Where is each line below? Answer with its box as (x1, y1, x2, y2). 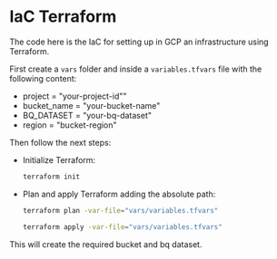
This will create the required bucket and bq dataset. (9, 238, 203, 250)
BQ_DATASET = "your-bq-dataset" (22, 110, 153, 120)
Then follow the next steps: (9, 137, 112, 148)
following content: (9, 72, 77, 83)
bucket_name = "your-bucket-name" (22, 100, 161, 110)
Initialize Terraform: (22, 154, 96, 165)
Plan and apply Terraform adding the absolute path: (22, 188, 216, 199)
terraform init (22, 172, 81, 181)
